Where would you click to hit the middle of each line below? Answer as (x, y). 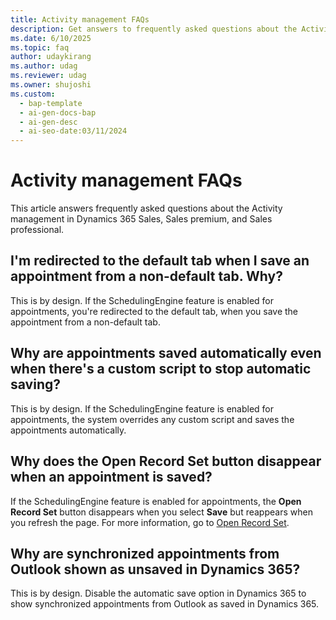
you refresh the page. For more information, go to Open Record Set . (150, 522)
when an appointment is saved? (111, 477)
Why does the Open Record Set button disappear (166, 461)
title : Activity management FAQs (80, 19)
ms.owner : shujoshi (51, 85)
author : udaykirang (51, 57)
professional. (37, 230)
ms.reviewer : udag (48, 76)
